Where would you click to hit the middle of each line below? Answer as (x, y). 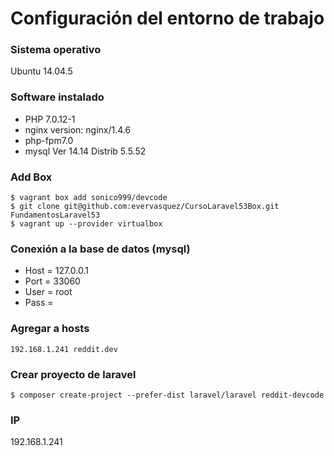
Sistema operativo (56, 50)
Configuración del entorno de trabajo (167, 18)
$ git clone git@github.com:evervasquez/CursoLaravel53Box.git (145, 207)
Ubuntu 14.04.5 (41, 71)
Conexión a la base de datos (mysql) (100, 249)
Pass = (39, 303)
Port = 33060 (52, 281)
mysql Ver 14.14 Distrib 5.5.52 (85, 151)
